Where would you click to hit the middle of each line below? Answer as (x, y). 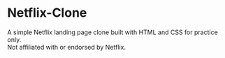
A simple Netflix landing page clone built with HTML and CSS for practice (112, 32)
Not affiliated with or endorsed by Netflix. (66, 47)
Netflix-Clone (47, 13)
